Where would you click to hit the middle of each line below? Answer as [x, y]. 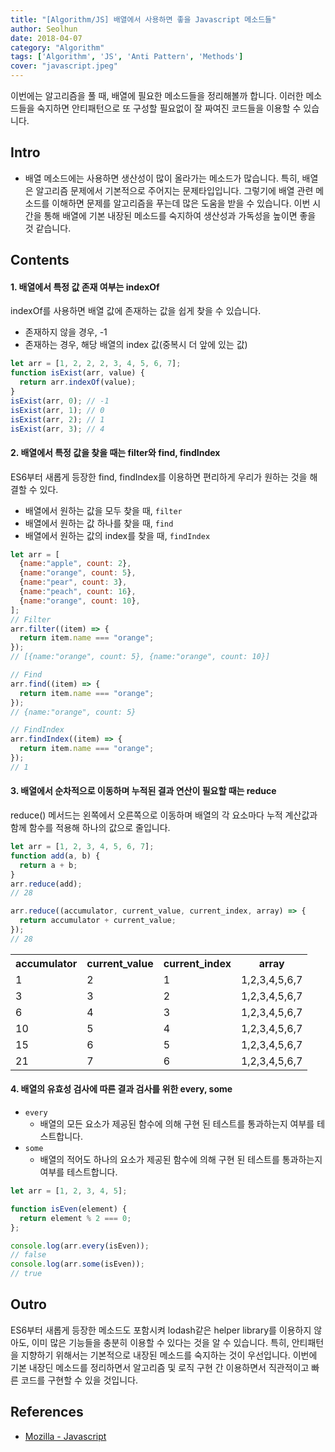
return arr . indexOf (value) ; [78, 382]
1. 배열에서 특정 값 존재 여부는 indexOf [85, 287]
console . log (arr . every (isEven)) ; [80, 1246]
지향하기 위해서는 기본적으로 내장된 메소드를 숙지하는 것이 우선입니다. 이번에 [169, 1355]
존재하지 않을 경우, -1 [66, 332]
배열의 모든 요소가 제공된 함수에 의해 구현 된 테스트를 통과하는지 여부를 [177, 1124]
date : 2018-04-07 [46, 38]
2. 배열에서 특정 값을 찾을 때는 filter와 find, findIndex [115, 452]
